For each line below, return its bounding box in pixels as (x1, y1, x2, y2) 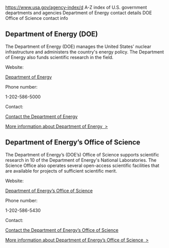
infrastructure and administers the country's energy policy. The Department (5, 48, 164, 55)
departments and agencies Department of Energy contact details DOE (5, 10, 152, 16)
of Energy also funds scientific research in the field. (5, 54, 114, 60)
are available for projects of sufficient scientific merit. (5, 168, 117, 174)
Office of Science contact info (5, 15, 68, 21)
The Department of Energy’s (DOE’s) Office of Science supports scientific (5, 151, 159, 157)
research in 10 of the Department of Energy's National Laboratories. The (5, 157, 157, 163)
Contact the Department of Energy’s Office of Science (5, 227, 119, 233)
